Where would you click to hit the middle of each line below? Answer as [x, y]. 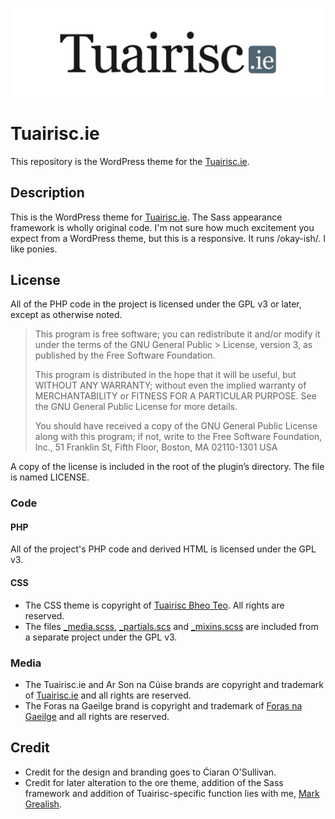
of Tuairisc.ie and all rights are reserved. [108, 695]
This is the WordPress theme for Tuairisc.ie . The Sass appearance [146, 217]
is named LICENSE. [50, 477]
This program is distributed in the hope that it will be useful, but [165, 375]
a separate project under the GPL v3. [101, 637]
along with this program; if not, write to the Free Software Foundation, [178, 437]
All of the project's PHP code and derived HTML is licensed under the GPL [163, 549]
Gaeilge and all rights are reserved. [97, 716]
